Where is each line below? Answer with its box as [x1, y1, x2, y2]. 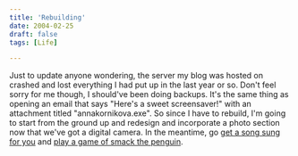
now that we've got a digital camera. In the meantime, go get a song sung [9, 127, 280, 138]
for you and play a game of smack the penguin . [9, 136, 183, 147]
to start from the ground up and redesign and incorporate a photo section [9, 118, 280, 128]
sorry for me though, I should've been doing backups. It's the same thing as [9, 89, 289, 100]
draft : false [9, 29, 58, 38]
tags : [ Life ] [9, 37, 58, 47]
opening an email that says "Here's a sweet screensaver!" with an [9, 99, 252, 110]
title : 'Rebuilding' [9, 12, 87, 22]
